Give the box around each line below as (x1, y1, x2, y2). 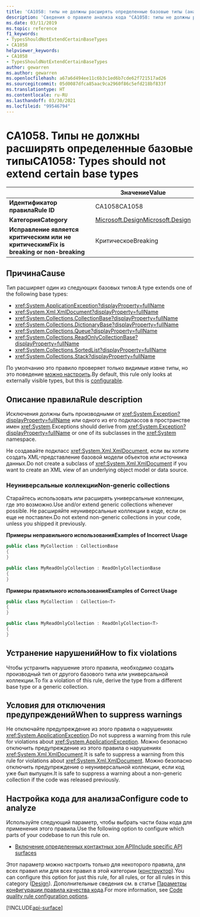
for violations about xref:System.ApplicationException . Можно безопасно (6, 738, 187, 746)
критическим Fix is (9, 240, 65, 249)
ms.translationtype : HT (6, 87, 65, 93)
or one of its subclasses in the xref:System (71, 430, 177, 437)
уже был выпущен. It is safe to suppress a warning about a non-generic (6, 770, 183, 777)
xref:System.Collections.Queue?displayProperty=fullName (14, 327, 158, 335)
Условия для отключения (6, 700, 106, 711)
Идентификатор (9, 198, 58, 207)
